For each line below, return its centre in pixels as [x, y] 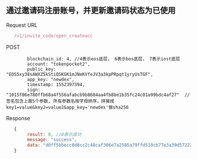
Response [18, 118]
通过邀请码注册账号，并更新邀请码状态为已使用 [91, 11]
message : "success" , [52, 140]
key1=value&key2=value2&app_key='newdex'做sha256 [67, 107]
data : [34, 146]
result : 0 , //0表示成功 [55, 134]
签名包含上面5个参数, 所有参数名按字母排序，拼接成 [60, 101]
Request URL [22, 25]
